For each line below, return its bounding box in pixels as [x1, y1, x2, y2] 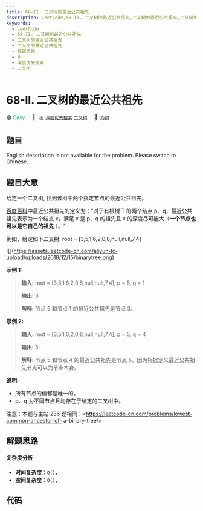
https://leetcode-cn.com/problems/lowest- [86, 410, 193, 417]
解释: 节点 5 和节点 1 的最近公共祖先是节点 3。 [21, 305, 136, 312]
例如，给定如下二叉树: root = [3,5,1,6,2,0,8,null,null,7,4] [6, 235, 141, 242]
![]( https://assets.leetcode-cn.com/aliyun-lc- [6, 247, 118, 254]
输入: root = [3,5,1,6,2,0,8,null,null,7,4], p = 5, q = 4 [21, 331, 146, 338]
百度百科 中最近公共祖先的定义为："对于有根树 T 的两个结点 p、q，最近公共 [6, 207, 193, 214]
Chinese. [6, 158, 28, 165]
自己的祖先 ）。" [27, 222, 66, 229]
